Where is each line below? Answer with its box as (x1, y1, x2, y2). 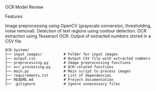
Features (5, 14, 23, 19)
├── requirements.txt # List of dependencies (5, 73, 111, 78)
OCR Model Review (5, 4, 44, 10)
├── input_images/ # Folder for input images (5, 52, 118, 57)
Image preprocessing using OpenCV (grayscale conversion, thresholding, (5, 23, 152, 29)
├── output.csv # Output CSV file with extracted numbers (5, 56, 151, 61)
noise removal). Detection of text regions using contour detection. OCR (5, 28, 147, 33)
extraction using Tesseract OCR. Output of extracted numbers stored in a (5, 33, 151, 39)
